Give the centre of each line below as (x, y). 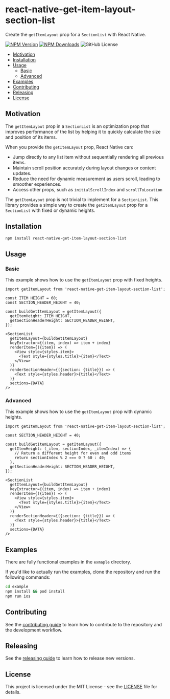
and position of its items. (31, 137)
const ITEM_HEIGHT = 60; (32, 298)
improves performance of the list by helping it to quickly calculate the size (83, 132)
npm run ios (18, 596)
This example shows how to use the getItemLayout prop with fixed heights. (84, 280)
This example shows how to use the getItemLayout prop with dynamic (79, 412)
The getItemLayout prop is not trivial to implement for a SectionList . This (82, 199)
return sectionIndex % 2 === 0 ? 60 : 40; (60, 458)
